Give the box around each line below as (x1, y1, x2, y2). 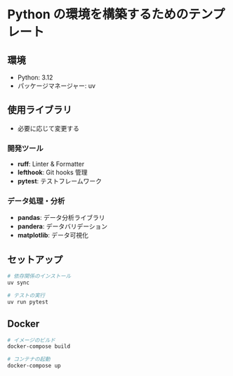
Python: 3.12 (17, 73, 53, 82)
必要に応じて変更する (17, 124, 79, 132)
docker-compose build (7, 343, 71, 350)
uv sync (7, 279, 30, 287)
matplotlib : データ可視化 (17, 231, 89, 240)
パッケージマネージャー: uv (17, 82, 96, 90)
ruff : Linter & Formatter (17, 160, 85, 169)
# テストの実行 (7, 292, 46, 299)
